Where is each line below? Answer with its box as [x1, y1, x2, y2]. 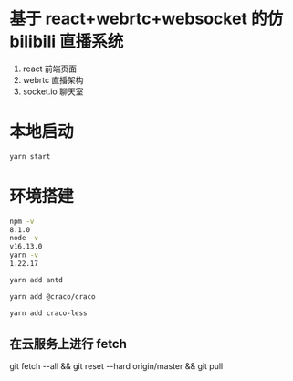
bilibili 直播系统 [9, 31, 124, 52]
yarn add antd [9, 275, 64, 284]
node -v [9, 234, 39, 243]
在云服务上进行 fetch [9, 335, 128, 352]
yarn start [9, 152, 51, 161]
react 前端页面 [22, 63, 78, 74]
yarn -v [9, 250, 39, 260]
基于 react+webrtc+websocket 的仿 [9, 8, 284, 29]
